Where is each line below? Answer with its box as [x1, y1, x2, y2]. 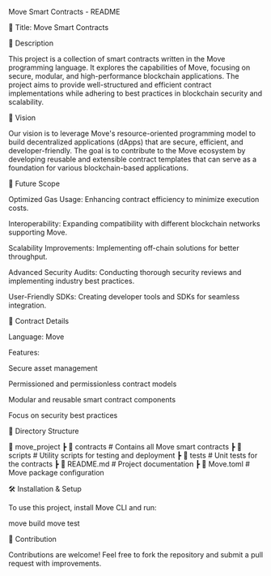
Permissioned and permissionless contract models [8, 379, 177, 389]
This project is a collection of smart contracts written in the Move [8, 54, 226, 63]
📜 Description [8, 38, 54, 48]
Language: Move [8, 332, 65, 342]
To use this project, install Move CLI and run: [8, 503, 157, 512]
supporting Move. [8, 227, 68, 237]
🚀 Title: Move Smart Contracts [8, 23, 109, 32]
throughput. [8, 251, 48, 261]
